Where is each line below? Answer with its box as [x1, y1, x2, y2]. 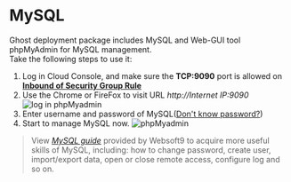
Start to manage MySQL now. [21, 117, 131, 129]
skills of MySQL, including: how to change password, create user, [30, 144, 271, 155]
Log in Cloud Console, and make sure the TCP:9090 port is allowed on [21, 70, 283, 81]
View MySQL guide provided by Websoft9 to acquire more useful [30, 135, 270, 146]
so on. [30, 163, 55, 174]
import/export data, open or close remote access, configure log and [30, 154, 280, 164]
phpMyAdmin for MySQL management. [9, 44, 152, 54]
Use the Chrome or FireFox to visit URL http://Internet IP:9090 [21, 90, 249, 100]
